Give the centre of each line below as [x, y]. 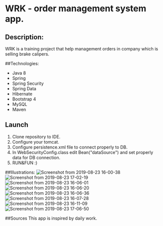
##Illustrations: [20, 172]
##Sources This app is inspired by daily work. [51, 218]
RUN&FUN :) [25, 163]
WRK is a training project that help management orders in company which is [81, 49]
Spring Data [24, 88]
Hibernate [22, 94]
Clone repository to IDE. [36, 137]
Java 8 [19, 73]
